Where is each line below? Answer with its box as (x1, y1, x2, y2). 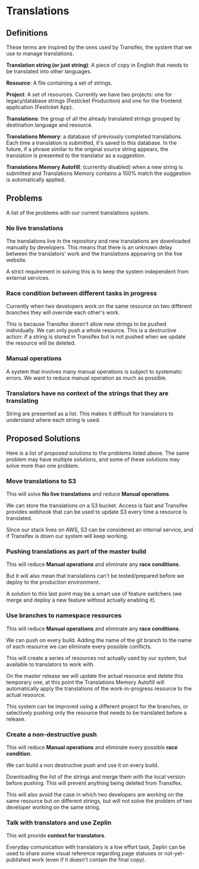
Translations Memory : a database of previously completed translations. (6, 133, 183, 140)
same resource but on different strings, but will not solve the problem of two (6, 798, 192, 804)
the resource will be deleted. (6, 339, 76, 346)
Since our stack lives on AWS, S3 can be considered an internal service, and (6, 526, 193, 533)
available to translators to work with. (6, 661, 95, 668)
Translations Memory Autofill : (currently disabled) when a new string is (6, 164, 183, 170)
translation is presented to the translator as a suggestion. (6, 152, 146, 159)
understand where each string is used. (6, 417, 101, 423)
